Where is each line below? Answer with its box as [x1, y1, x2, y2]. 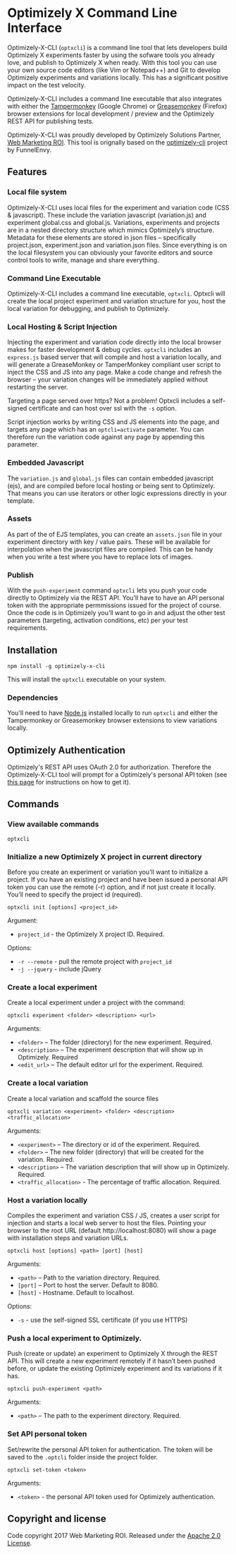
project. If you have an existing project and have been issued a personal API [7, 875, 228, 884]
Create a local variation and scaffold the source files [7, 1094, 159, 1103]
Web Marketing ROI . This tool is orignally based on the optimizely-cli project [7, 138, 228, 146]
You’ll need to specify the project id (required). [7, 890, 143, 899]
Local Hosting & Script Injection [7, 322, 118, 332]
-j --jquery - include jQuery [17, 965, 101, 973]
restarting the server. [7, 383, 68, 391]
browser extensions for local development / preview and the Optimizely [7, 109, 215, 118]
